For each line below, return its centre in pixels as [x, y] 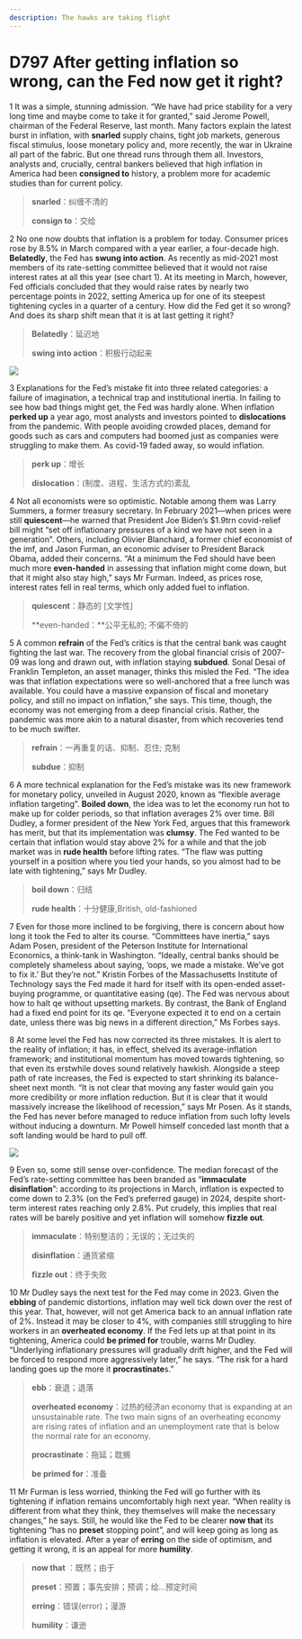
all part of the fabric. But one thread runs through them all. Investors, [136, 154]
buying [22, 993]
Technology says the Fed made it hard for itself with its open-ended [135, 983]
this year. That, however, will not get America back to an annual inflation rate [151, 1311]
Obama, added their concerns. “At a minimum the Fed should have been [142, 558]
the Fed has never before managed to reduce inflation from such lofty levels [150, 1116]
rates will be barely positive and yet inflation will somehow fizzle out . [137, 1218]
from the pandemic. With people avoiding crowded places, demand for [140, 426]
